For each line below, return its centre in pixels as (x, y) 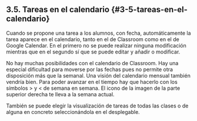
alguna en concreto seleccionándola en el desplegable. (73, 112)
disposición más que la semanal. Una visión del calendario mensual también (98, 75)
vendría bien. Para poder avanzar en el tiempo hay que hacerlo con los (92, 82)
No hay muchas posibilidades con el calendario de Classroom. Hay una (92, 63)
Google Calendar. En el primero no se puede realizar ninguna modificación (96, 45)
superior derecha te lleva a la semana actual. (60, 94)
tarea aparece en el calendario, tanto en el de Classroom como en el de (93, 39)
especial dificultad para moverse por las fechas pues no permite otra (90, 69)
